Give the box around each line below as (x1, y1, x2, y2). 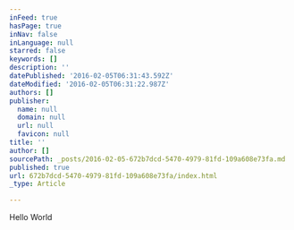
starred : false (9, 47, 66, 55)
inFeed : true (9, 13, 58, 22)
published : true (9, 163, 70, 172)
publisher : (9, 96, 50, 106)
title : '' (9, 138, 46, 147)
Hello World (9, 212, 53, 223)
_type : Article (9, 180, 66, 189)
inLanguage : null (9, 38, 74, 47)
